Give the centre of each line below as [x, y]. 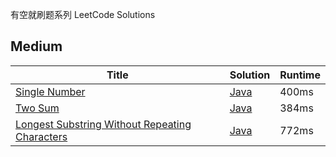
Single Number [50, 91]
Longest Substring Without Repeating [103, 124]
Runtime [300, 75]
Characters [41, 136]
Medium [36, 46]
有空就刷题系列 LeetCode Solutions [83, 14]
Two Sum [37, 108]
